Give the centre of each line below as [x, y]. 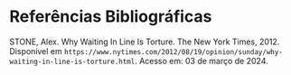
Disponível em [36, 51]
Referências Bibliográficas [111, 17]
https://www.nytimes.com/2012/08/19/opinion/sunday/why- [173, 52]
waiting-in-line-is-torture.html [72, 61]
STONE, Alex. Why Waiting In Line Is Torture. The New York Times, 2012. [145, 42]
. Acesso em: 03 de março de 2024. [201, 61]
